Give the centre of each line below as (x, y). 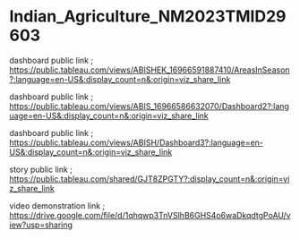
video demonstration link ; (57, 205)
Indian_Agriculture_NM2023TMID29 (148, 17)
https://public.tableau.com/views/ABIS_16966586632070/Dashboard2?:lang (149, 106)
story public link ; (41, 169)
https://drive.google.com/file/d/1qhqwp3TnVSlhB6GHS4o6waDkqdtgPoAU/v (150, 215)
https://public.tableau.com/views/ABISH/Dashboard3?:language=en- (137, 142)
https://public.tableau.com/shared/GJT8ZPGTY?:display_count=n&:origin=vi (150, 179)
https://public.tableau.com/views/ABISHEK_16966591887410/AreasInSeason (150, 70)
